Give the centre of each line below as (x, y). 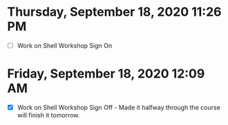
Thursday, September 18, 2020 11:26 (115, 12)
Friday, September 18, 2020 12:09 (106, 74)
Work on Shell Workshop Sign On (65, 45)
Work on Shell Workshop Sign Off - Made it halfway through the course (119, 107)
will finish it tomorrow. (48, 115)
